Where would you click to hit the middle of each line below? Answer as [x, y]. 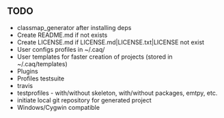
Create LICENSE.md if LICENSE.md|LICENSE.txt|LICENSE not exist [111, 42]
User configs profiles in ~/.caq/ [61, 49]
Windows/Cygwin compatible [58, 107]
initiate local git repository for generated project [84, 100]
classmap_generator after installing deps [74, 27]
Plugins [28, 71]
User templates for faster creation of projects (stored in [95, 57]
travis [25, 85]
